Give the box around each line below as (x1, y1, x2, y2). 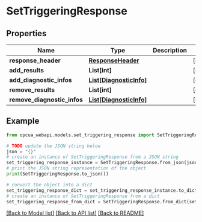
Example (6, 116, 40, 126)
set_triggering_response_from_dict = (6, 198, 101, 205)
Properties (6, 28, 47, 39)
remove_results (9, 86, 55, 94)
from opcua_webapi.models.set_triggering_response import (6, 132, 155, 138)
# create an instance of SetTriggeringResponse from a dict (6, 193, 161, 199)
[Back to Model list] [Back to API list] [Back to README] (6, 209, 144, 217)
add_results (9, 66, 44, 74)
